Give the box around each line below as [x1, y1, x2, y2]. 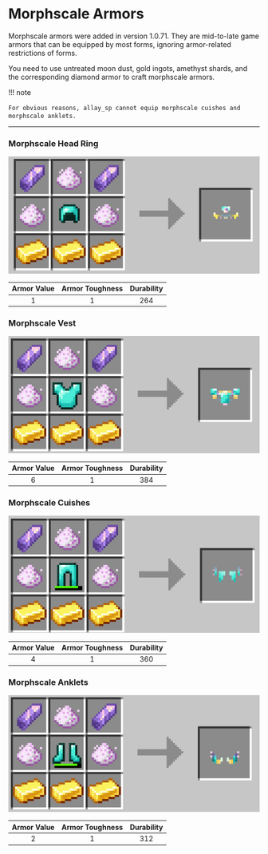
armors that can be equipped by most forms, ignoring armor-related [8, 39, 231, 49]
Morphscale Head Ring [8, 137, 99, 148]
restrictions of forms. [8, 48, 77, 57]
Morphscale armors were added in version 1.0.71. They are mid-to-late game [8, 31, 259, 41]
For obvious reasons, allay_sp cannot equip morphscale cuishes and [8, 104, 241, 112]
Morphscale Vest [8, 318, 77, 329]
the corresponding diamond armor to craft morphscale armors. [8, 72, 215, 81]
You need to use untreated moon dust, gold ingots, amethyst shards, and [8, 63, 248, 73]
